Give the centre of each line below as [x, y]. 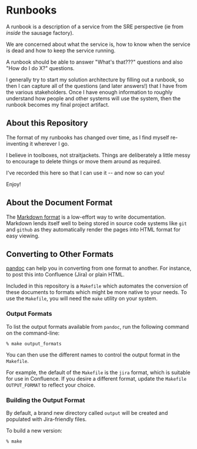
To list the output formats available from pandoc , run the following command [98, 326]
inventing [17, 143]
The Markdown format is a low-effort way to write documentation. [86, 217]
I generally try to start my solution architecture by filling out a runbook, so [95, 80]
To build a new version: [34, 430]
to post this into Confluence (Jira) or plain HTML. [65, 275]
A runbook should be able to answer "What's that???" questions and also [94, 62]
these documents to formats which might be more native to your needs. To [96, 292]
